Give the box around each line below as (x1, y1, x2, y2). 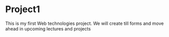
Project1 (5, 4, 41, 15)
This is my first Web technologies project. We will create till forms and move (5, 20, 164, 26)
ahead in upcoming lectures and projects (5, 25, 91, 31)
